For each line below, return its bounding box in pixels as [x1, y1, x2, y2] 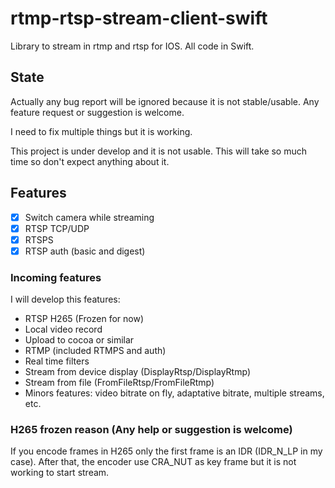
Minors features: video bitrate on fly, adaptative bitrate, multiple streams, [24, 387, 325, 399]
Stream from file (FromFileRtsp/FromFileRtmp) [24, 377, 215, 389]
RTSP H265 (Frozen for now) [24, 313, 145, 325]
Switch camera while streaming [24, 211, 155, 223]
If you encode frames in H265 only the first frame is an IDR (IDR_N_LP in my [10, 445, 323, 457]
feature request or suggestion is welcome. [10, 106, 185, 118]
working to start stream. [10, 467, 110, 479]
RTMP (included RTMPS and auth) [24, 345, 167, 357]
